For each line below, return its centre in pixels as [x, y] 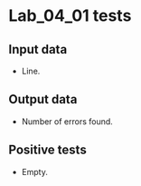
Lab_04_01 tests [70, 16]
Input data [38, 49]
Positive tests [47, 150]
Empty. [35, 171]
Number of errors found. [67, 121]
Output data [43, 99]
